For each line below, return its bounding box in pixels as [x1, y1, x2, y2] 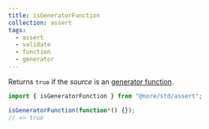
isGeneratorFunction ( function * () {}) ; [8, 106, 136, 114]
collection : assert [8, 19, 73, 27]
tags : [8, 26, 26, 34]
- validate [15, 41, 51, 49]
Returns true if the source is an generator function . [8, 76, 174, 87]
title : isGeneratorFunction [8, 11, 101, 20]
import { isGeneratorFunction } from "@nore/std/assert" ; [8, 92, 203, 100]
